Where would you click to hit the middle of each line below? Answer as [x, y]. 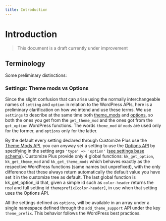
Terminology [25, 63]
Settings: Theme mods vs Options [47, 88]
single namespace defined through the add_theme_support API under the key [83, 208]
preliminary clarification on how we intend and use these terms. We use [78, 110]
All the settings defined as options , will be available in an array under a [77, 202]
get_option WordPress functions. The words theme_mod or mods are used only [83, 125]
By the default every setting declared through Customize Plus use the [76, 140]
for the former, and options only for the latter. [51, 131]
